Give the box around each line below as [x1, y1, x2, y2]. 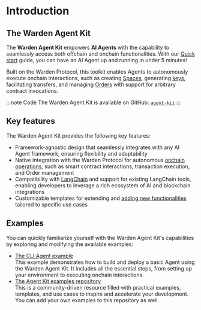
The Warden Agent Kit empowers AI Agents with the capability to [6, 44, 170, 51]
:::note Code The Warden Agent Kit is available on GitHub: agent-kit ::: [6, 99, 181, 106]
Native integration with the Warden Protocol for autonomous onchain [14, 156, 185, 163]
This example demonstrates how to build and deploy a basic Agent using [14, 259, 195, 266]
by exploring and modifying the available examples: [6, 241, 134, 248]
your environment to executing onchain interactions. [14, 271, 144, 278]
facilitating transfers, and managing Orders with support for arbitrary [6, 81, 176, 88]
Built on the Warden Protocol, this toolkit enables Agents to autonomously [6, 68, 188, 75]
